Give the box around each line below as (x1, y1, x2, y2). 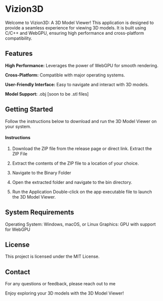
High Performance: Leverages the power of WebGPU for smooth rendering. (5, 62, 159, 68)
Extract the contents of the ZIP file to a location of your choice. (12, 160, 139, 166)
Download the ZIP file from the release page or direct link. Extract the (12, 146, 152, 151)
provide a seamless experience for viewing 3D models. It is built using (5, 25, 146, 30)
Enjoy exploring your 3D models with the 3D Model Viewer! (5, 290, 124, 296)
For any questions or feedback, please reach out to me (5, 281, 116, 287)
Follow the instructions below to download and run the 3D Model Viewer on (5, 118, 157, 124)
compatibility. (5, 35, 33, 41)
